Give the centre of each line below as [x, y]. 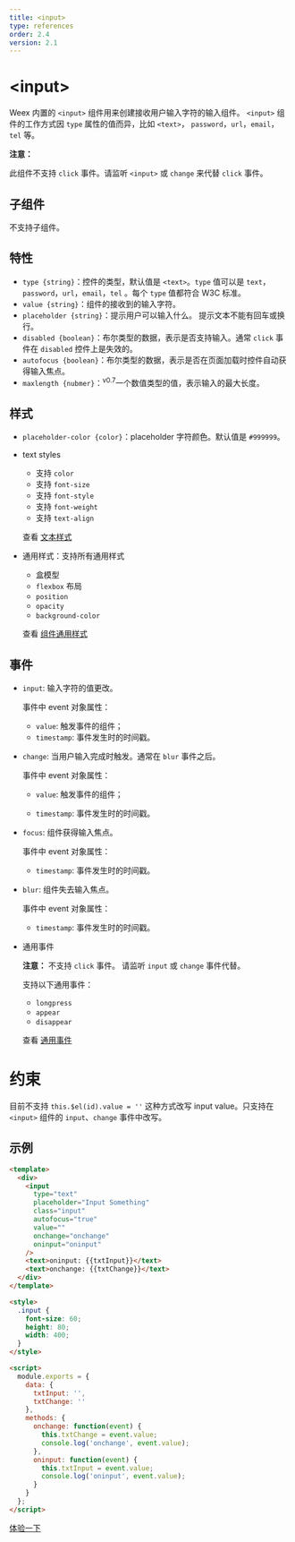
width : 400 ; [47, 1335]
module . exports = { [54, 1376]
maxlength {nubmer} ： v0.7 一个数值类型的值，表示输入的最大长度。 [143, 381]
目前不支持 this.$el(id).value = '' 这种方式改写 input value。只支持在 [142, 1106]
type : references [42, 26]
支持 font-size [63, 484]
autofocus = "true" [65, 1220]
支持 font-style [65, 496]
